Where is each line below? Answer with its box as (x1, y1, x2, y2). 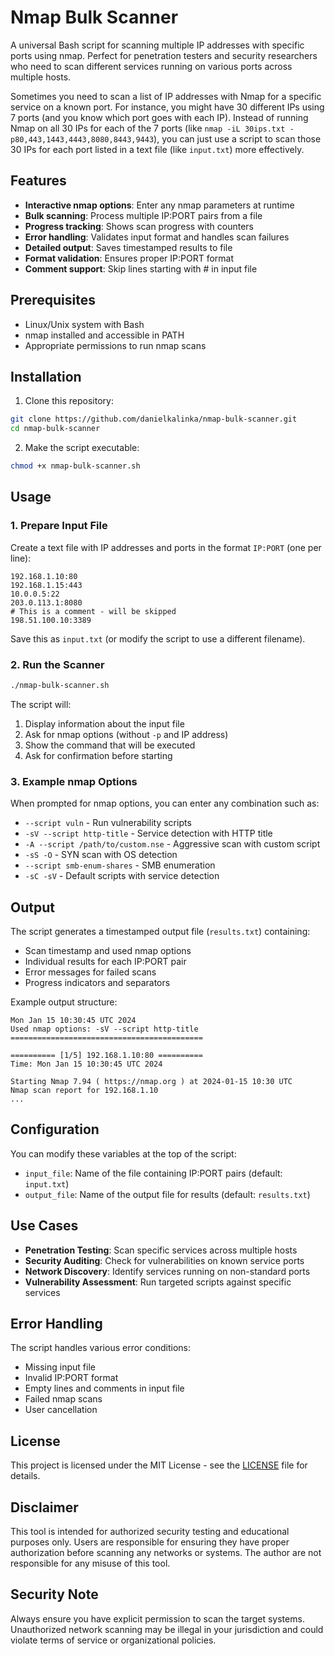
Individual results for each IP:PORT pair (24, 955, 187, 967)
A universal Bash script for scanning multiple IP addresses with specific (10, 39, 305, 51)
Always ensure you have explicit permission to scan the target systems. (10, 1612, 305, 1625)
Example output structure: (10, 996, 118, 1008)
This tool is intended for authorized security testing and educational (10, 1526, 290, 1538)
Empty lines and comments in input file (24, 1382, 185, 1395)
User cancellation (24, 1404, 98, 1416)
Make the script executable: (24, 442, 140, 454)
